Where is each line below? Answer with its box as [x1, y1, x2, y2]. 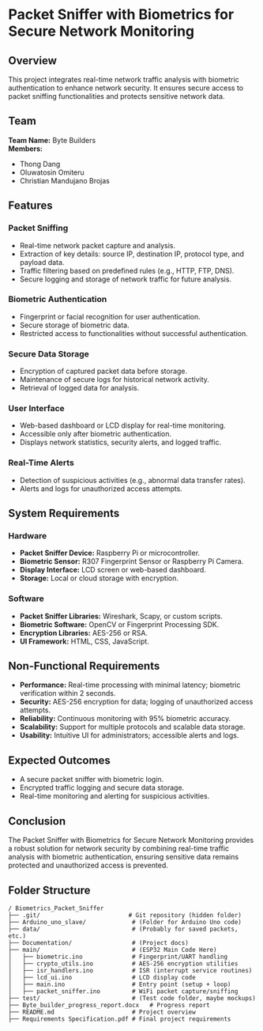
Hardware [8, 531, 47, 541]
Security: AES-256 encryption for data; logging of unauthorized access [19, 697, 254, 707]
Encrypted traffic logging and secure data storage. [19, 783, 185, 792]
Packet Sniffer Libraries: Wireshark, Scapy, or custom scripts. [19, 611, 223, 621]
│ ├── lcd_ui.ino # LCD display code [8, 973, 196, 981]
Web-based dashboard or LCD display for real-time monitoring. [19, 421, 227, 430]
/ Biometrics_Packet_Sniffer [8, 904, 104, 912]
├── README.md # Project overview [8, 1008, 196, 1016]
